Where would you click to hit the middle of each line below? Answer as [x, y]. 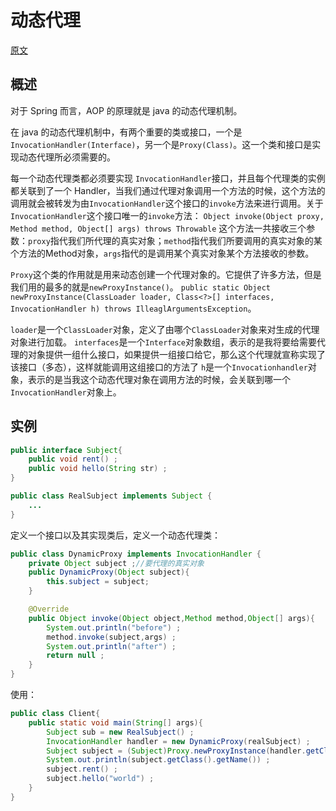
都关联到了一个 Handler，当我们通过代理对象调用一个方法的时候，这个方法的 [168, 190]
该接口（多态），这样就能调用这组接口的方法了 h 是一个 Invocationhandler [159, 367]
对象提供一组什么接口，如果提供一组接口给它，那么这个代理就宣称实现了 [176, 354]
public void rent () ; [73, 459]
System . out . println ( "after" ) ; [111, 646]
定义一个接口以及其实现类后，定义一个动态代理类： [115, 535]
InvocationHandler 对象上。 [66, 392]
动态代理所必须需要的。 [67, 157]
